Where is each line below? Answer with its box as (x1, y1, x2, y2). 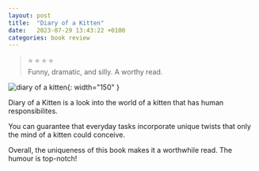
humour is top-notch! (8, 154, 78, 163)
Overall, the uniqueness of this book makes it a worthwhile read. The (8, 146, 232, 155)
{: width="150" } (67, 82, 120, 92)
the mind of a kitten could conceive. (8, 130, 125, 139)
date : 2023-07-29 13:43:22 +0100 (8, 26, 126, 34)
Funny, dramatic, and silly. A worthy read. (27, 67, 163, 77)
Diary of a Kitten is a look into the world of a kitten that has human (8, 98, 224, 108)
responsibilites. (8, 106, 58, 116)
